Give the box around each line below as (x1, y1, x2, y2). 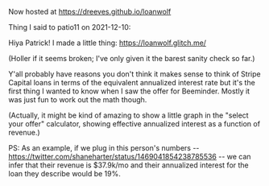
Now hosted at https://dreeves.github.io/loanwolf (8, 7, 172, 16)
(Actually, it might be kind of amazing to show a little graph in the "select (8, 110, 249, 120)
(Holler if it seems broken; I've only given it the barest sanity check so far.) (8, 54, 255, 63)
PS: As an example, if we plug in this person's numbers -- (8, 143, 200, 152)
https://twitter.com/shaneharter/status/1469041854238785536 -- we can (8, 152, 251, 161)
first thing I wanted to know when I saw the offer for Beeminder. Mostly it (8, 86, 250, 96)
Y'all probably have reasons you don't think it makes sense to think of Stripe (8, 69, 261, 79)
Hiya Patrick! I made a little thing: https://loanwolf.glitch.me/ (8, 38, 207, 48)
